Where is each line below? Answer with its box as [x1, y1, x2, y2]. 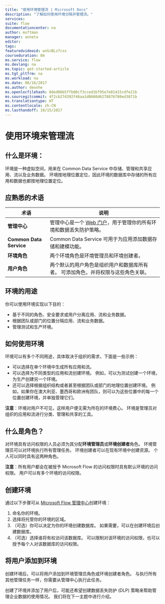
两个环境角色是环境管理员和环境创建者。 [50, 252, 143, 259]
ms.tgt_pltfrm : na [5, 71, 43, 76]
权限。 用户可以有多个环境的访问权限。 [5, 470, 84, 476]
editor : [5, 39, 21, 44]
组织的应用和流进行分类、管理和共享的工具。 [5, 411, 96, 417]
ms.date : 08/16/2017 [5, 80, 48, 85]
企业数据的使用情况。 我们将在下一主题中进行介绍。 [9, 593, 114, 599]
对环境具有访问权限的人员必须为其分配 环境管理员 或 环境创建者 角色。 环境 [5, 441, 153, 447]
